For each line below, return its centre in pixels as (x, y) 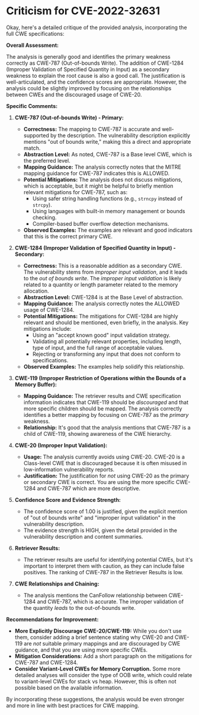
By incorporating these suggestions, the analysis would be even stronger (95, 699)
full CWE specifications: (35, 33)
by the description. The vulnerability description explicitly (120, 135)
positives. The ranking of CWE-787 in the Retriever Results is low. (103, 572)
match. (32, 148)
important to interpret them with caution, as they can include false (104, 566)
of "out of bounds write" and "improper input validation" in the (99, 517)
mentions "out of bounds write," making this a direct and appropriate (107, 141)
